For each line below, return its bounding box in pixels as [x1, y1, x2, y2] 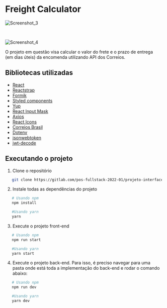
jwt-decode [12, 140, 36, 146]
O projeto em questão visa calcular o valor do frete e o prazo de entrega [5, 49, 153, 55]
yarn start [11, 251, 35, 256]
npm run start [11, 237, 41, 242]
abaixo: [12, 270, 28, 277]
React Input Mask [12, 108, 49, 114]
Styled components [12, 98, 53, 103]
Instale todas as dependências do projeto [12, 186, 97, 192]
